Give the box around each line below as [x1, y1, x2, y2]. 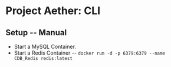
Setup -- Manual [5, 28, 67, 38]
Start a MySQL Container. [14, 43, 76, 50]
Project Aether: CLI [5, 4, 101, 18]
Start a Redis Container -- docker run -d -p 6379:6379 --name [14, 49, 166, 56]
